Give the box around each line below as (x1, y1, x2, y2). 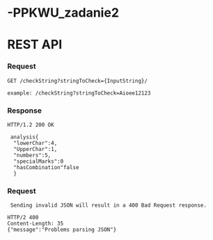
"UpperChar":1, (13, 145, 58, 152)
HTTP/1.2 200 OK (7, 121, 54, 128)
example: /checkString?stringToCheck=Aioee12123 (7, 89, 151, 97)
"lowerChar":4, (13, 139, 58, 147)
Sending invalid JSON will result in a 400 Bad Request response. (10, 202, 207, 209)
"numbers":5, (13, 152, 52, 159)
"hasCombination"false (13, 163, 79, 171)
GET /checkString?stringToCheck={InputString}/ (7, 77, 148, 84)
